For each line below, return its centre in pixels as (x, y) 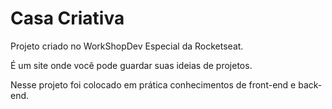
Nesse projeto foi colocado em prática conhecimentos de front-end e (153, 84)
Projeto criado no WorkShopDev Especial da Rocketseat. (127, 46)
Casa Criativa (67, 18)
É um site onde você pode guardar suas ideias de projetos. (131, 65)
